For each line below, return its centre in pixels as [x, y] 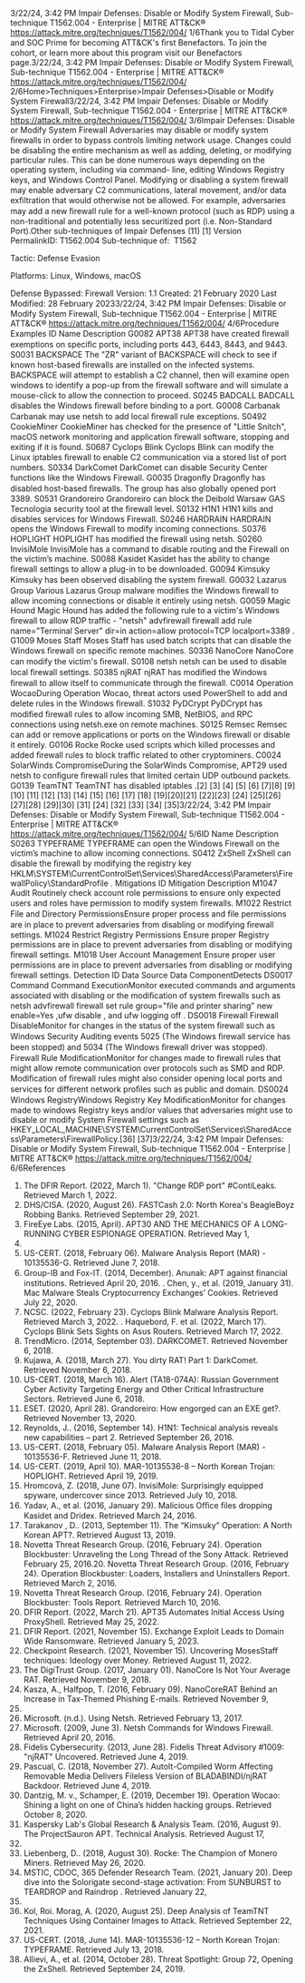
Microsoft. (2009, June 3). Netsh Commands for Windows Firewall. [148, 1728]
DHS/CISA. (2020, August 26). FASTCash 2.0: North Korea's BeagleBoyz [159, 1205]
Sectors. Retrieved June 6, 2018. [84, 1399]
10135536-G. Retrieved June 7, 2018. [92, 1262]
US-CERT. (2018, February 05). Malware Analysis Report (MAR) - [144, 1447]
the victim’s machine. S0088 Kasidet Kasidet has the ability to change [140, 559]
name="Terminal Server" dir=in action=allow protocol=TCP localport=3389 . [152, 631]
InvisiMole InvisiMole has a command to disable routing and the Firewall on [150, 549]
